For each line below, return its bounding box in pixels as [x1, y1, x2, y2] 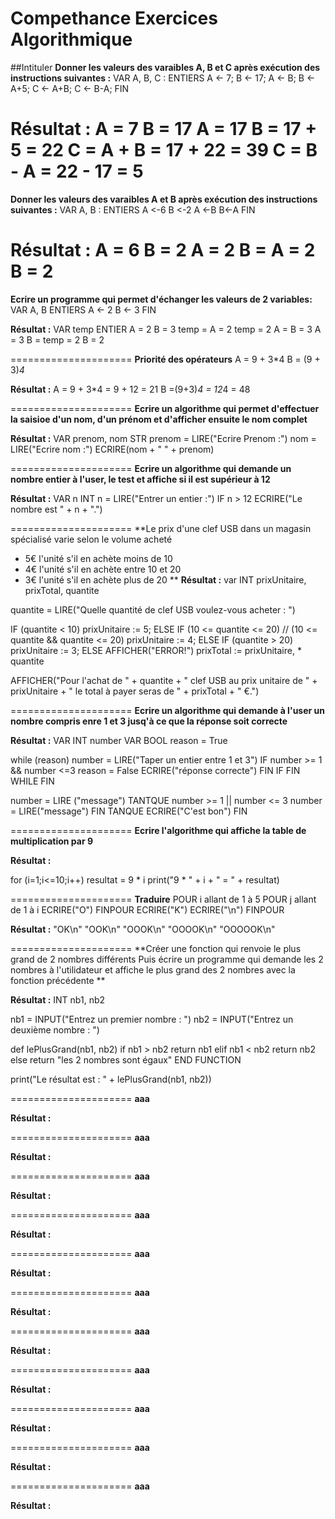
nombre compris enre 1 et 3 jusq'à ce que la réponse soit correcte [10, 715, 288, 727]
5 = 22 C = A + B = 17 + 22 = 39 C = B [10, 139, 318, 162]
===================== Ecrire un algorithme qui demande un [10, 462, 292, 474]
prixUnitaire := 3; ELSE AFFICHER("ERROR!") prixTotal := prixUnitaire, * [10, 644, 302, 656]
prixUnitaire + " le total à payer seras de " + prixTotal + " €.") [10, 685, 260, 697]
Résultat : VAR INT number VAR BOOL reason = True [10, 734, 228, 746]
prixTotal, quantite [24, 584, 100, 596]
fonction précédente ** [10, 974, 106, 986]
